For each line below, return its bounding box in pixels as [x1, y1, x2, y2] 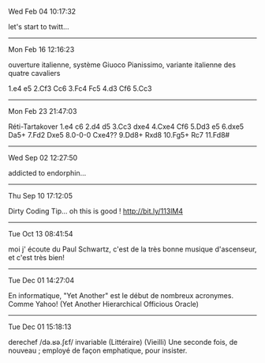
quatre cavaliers [8, 69, 61, 78]
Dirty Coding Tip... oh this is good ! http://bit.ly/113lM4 [8, 206, 184, 216]
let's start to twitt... [8, 22, 69, 31]
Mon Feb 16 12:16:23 [8, 45, 75, 54]
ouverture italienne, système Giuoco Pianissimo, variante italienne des [8, 60, 237, 70]
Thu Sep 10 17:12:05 [8, 191, 73, 200]
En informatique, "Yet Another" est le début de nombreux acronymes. [8, 291, 234, 300]
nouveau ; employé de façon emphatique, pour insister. [8, 346, 188, 355]
